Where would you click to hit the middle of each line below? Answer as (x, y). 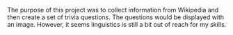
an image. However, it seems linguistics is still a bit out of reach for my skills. (117, 24)
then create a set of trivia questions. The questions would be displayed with (116, 17)
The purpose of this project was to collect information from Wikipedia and (113, 10)
